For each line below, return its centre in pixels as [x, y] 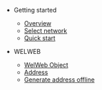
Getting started [35, 10]
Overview [38, 23]
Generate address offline [59, 80]
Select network [45, 31]
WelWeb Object [46, 65]
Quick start [40, 38]
